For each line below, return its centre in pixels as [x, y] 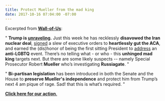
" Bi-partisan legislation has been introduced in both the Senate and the [79, 73]
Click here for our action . [31, 94]
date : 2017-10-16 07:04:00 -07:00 [41, 14]
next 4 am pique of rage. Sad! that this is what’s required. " [65, 84]
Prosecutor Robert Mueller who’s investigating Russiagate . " [67, 64]
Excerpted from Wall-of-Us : [34, 28]
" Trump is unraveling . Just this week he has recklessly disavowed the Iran [83, 38]
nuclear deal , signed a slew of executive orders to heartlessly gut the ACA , [83, 43]
